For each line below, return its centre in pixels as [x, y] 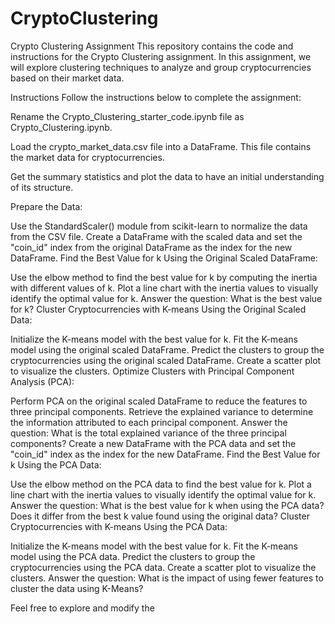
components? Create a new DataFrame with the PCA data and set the [153, 443]
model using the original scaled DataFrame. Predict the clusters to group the [167, 349]
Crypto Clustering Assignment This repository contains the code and [152, 46]
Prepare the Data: [46, 206]
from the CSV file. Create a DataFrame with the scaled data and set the [156, 236]
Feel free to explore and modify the [82, 608]
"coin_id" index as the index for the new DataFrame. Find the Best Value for [165, 454]
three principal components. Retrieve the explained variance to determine [162, 411]
